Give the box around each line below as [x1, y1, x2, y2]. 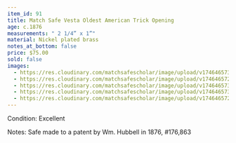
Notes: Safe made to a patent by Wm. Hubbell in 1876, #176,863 [7, 128, 192, 136]
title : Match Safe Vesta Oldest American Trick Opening [7, 17, 174, 24]
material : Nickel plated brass [7, 36, 99, 43]
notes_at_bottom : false [7, 43, 77, 50]
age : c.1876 [7, 23, 42, 30]
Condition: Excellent [7, 114, 65, 123]
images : [7, 62, 30, 69]
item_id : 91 [7, 10, 42, 18]
